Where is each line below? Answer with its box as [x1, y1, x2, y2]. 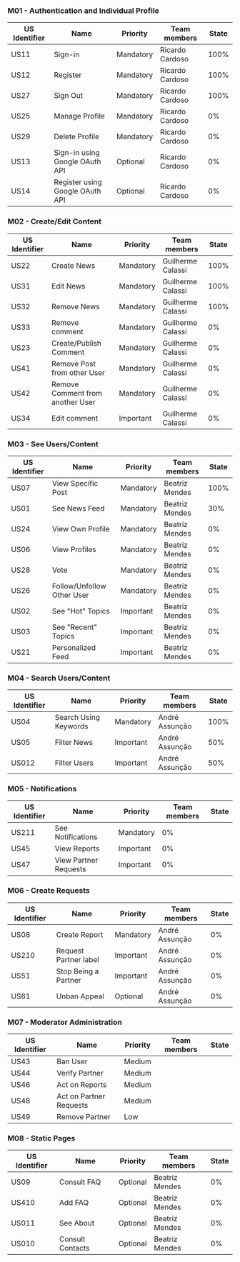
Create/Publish [51, 338, 102, 348]
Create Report [56, 929, 104, 939]
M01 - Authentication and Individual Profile [7, 6, 159, 16]
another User [51, 397, 96, 407]
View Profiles [52, 544, 96, 554]
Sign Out [54, 91, 84, 101]
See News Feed [52, 503, 105, 513]
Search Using [54, 713, 101, 723]
